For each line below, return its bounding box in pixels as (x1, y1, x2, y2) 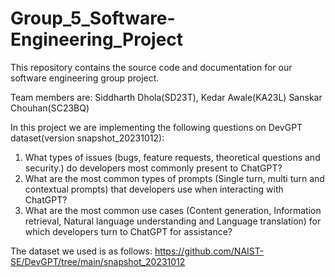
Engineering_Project (10, 28, 184, 51)
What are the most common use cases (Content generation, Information (24, 204, 322, 216)
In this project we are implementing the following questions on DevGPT (10, 121, 303, 133)
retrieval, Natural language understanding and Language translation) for (24, 215, 322, 227)
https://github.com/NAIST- (154, 245, 265, 257)
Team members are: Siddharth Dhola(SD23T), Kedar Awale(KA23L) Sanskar (10, 91, 323, 103)
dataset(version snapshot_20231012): (10, 132, 165, 144)
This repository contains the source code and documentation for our (10, 61, 293, 73)
